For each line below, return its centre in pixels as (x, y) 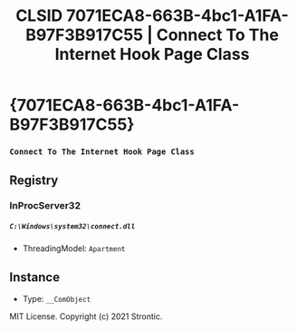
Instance (35, 277)
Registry (34, 180)
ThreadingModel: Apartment (74, 248)
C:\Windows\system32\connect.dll (72, 227)
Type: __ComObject (57, 299)
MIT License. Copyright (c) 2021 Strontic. (86, 316)
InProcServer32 (45, 206)
